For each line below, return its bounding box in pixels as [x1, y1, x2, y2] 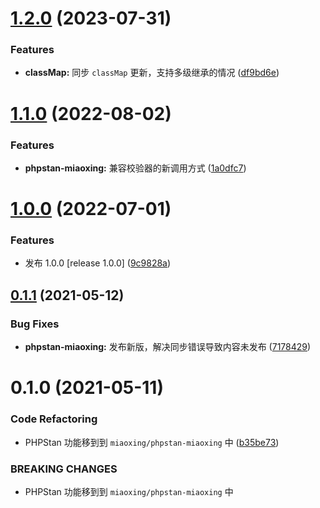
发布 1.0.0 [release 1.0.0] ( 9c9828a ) [24, 257, 172, 269]
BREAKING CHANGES [10, 462, 118, 476]
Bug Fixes [10, 317, 60, 331]
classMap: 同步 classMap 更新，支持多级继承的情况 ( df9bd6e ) [24, 67, 280, 79]
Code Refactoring [10, 412, 98, 426]
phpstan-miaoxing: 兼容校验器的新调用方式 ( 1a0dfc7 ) [24, 162, 247, 174]
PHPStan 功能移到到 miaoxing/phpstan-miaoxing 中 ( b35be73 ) [24, 436, 280, 448]
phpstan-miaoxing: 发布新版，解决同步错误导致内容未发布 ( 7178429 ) [24, 341, 312, 353]
